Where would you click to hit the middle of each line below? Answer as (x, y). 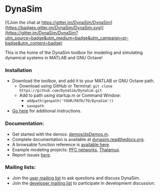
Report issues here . (32, 155)
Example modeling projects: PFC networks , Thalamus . (66, 150)
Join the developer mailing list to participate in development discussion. (84, 183)
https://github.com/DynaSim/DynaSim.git (61, 91)
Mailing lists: (20, 167)
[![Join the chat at (23, 22)
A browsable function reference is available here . (61, 144)
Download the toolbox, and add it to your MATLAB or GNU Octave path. (83, 81)
